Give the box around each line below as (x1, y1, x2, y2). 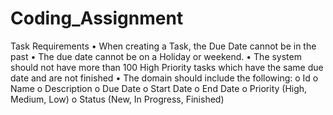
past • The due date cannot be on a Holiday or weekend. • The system (10, 50, 302, 62)
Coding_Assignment (10, 7, 184, 30)
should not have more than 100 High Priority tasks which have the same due (10, 61, 324, 73)
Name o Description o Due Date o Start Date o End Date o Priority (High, (10, 82, 308, 94)
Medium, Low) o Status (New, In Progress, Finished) (10, 93, 225, 105)
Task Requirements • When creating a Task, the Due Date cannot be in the (10, 40, 317, 52)
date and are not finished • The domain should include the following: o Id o (10, 72, 319, 84)
